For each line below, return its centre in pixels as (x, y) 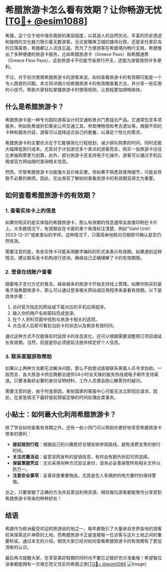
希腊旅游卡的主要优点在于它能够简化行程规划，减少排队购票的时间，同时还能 (83, 143)
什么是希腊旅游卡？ (35, 107)
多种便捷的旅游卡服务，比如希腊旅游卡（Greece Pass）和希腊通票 (81, 54)
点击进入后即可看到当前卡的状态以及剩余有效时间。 (65, 325)
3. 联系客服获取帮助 (29, 356)
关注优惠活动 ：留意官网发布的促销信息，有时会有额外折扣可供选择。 (82, 457)
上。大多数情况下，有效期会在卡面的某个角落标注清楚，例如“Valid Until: (78, 229)
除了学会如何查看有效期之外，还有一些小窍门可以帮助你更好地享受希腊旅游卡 (83, 427)
